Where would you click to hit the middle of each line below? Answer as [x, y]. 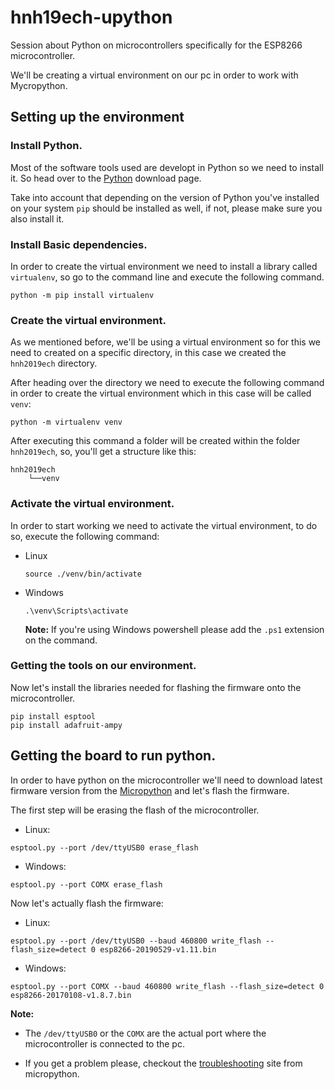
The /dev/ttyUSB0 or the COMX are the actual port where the [145, 1033]
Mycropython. [39, 85]
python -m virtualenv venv [66, 422]
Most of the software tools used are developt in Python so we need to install [167, 167]
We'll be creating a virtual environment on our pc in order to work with [154, 75]
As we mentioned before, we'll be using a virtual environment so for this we [166, 342]
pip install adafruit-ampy [66, 725]
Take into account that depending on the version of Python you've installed [165, 197]
